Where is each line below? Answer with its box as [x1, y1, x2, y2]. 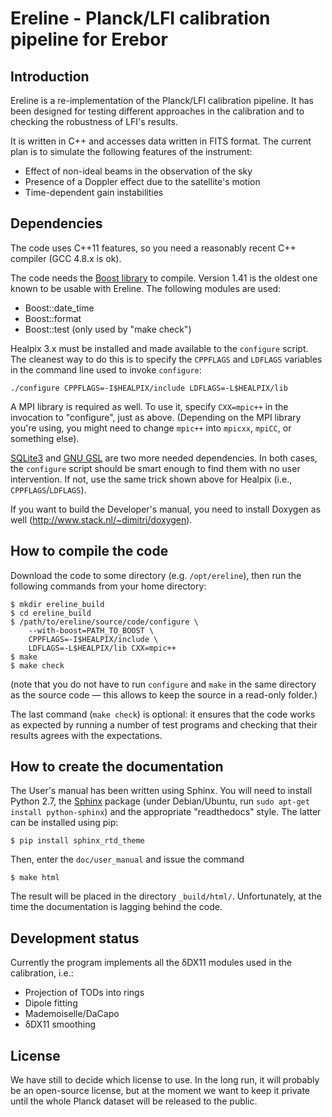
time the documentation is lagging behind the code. [10, 901, 223, 913]
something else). [10, 432, 80, 444]
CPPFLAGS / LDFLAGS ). [10, 483, 87, 496]
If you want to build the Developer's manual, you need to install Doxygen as [10, 503, 322, 515]
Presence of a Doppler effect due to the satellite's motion [24, 176, 261, 187]
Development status [10, 930, 140, 947]
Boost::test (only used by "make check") [24, 323, 192, 335]
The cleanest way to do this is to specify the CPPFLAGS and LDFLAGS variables [10, 353, 323, 365]
